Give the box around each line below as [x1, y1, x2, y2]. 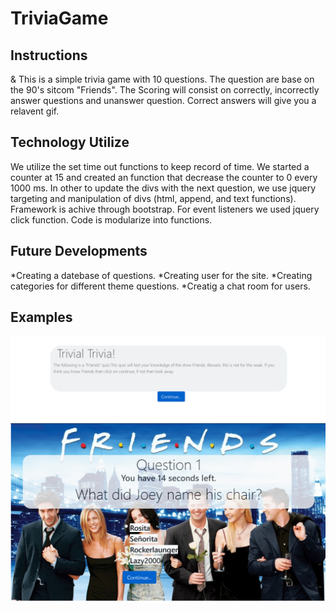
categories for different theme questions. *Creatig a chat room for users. [10, 280, 311, 292]
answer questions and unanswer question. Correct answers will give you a [10, 95, 317, 106]
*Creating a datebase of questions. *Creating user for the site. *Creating [10, 269, 313, 281]
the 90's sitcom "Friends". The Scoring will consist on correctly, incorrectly [10, 84, 320, 96]
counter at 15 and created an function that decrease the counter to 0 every [10, 171, 318, 183]
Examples [10, 309, 73, 326]
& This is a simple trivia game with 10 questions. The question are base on [10, 73, 315, 85]
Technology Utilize [10, 134, 130, 151]
